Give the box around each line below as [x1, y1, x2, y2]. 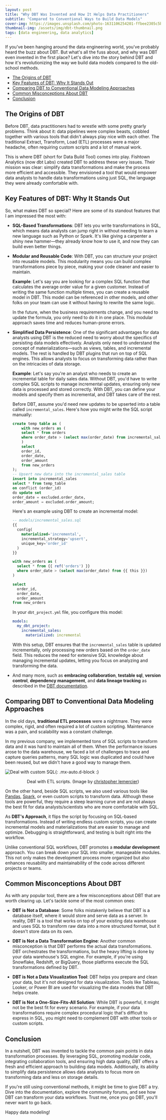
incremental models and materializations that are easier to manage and [5, 824, 150, 830]
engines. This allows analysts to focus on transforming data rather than [12, 355, 157, 362]
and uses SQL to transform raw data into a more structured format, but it [12, 923, 160, 929]
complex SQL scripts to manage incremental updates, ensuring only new [12, 381, 161, 387]
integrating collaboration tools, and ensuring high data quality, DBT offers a [5, 1059, 158, 1065]
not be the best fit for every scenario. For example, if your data [12, 1005, 140, 1011]
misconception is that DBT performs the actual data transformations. [12, 943, 152, 949]
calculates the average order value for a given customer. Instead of [12, 283, 149, 290]
